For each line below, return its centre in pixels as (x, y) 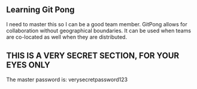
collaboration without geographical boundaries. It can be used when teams (99, 30)
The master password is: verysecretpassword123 (67, 79)
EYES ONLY (28, 65)
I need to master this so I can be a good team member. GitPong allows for (97, 24)
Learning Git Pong (40, 10)
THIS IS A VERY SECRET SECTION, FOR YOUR (93, 56)
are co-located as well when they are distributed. (67, 37)
